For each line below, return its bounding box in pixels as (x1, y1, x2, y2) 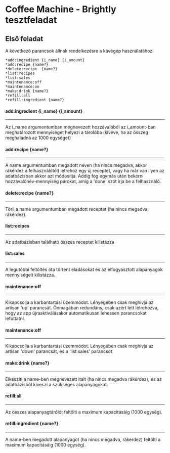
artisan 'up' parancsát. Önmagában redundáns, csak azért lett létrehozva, (5, 305, 159, 311)
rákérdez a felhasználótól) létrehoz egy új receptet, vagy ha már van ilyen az (5, 168, 164, 174)
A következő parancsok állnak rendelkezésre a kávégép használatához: (5, 48, 154, 54)
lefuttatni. (5, 315, 25, 322)
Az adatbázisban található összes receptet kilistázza (5, 239, 115, 245)
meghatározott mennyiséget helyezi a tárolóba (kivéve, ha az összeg (5, 129, 148, 135)
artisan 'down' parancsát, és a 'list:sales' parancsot (5, 348, 113, 354)
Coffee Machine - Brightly (5, 4, 116, 15)
